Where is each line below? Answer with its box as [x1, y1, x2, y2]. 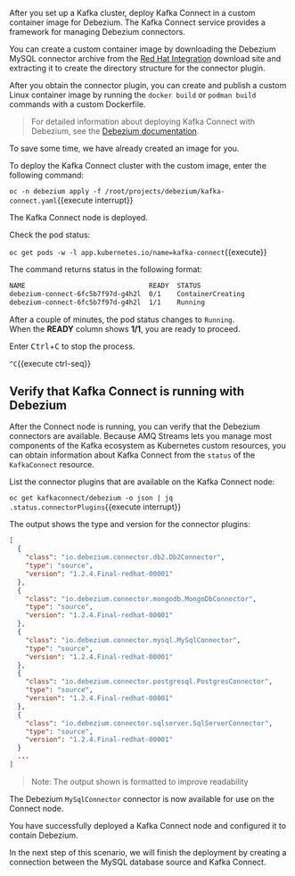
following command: [9, 169, 85, 180]
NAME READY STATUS [9, 281, 201, 290]
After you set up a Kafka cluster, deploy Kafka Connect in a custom [9, 8, 256, 18]
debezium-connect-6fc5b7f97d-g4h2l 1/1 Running [9, 298, 205, 307]
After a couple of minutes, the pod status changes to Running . [9, 314, 235, 325]
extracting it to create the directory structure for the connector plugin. [9, 62, 266, 73]
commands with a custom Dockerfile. [9, 99, 146, 110]
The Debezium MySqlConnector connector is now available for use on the [9, 793, 275, 804]
